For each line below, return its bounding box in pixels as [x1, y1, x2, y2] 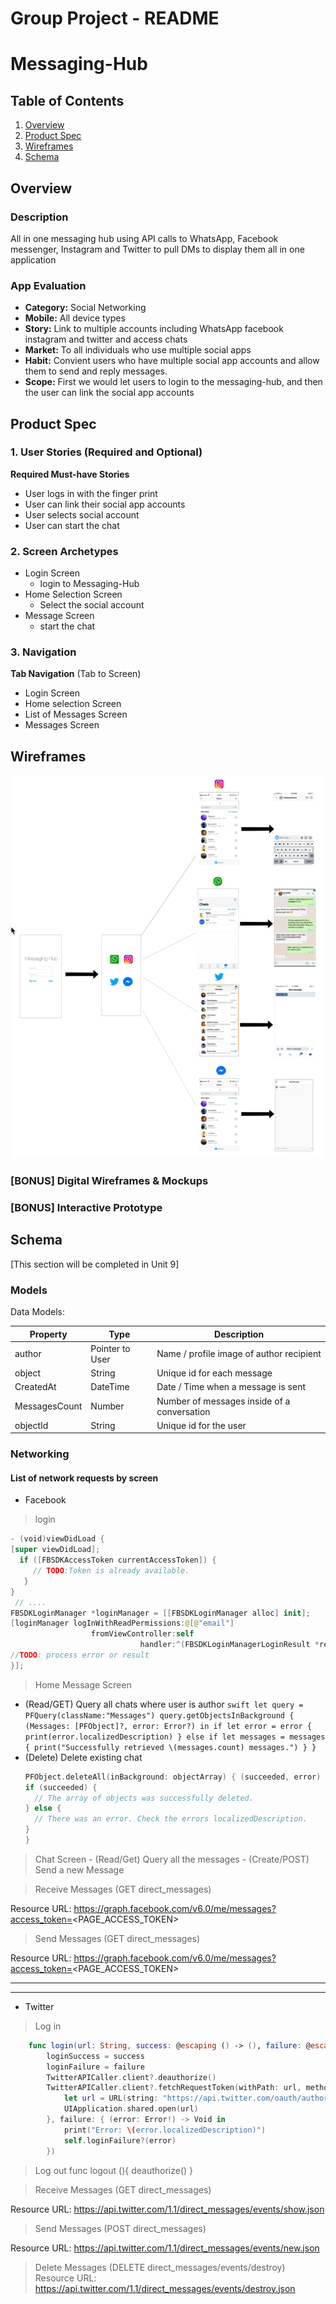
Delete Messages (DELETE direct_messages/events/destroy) [34, 2261, 286, 2273]
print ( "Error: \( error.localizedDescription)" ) [63, 2125, 267, 2135]
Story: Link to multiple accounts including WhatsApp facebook [24, 323, 284, 335]
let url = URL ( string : [63, 2093, 159, 2104]
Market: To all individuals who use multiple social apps [24, 344, 252, 356]
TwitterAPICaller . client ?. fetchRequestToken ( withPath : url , [46, 2083, 302, 2093]
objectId [14, 1419, 49, 1431]
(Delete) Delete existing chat [24, 1751, 143, 1763]
